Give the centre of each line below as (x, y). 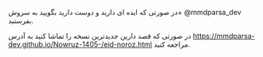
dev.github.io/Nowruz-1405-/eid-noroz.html (80, 44)
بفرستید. (21, 21)
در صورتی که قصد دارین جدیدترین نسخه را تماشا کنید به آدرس (100, 36)
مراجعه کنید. (172, 44)
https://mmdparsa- (224, 36)
